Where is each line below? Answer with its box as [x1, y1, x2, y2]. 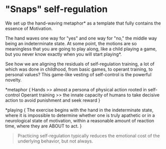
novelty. [5, 77, 22, 83]
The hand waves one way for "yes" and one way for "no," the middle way [5, 35, 157, 41]
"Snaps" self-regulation [5, 4, 108, 15]
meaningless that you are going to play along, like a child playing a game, [5, 46, 157, 52]
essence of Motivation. [5, 25, 53, 31]
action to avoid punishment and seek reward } [5, 97, 101, 103]
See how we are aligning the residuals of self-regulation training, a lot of [5, 61, 155, 67]
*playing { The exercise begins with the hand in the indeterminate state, [5, 107, 154, 113]
